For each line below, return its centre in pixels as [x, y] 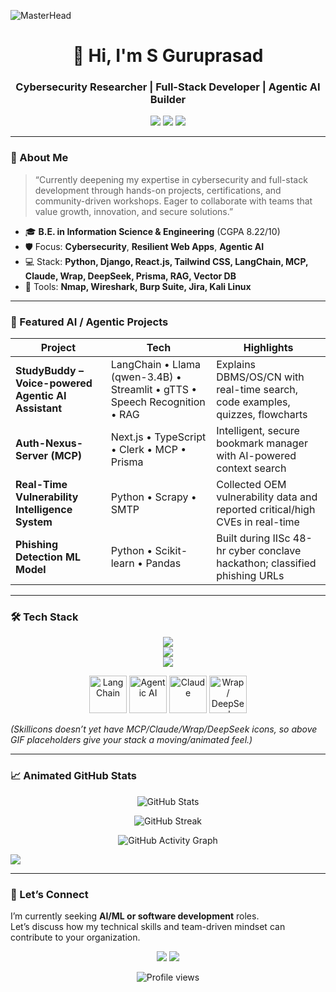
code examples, [253, 402]
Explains [236, 365]
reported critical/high [266, 510]
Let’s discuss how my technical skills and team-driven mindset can [148, 926]
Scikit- [171, 551]
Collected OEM [251, 485]
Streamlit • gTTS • [154, 390]
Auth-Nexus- [49, 443]
